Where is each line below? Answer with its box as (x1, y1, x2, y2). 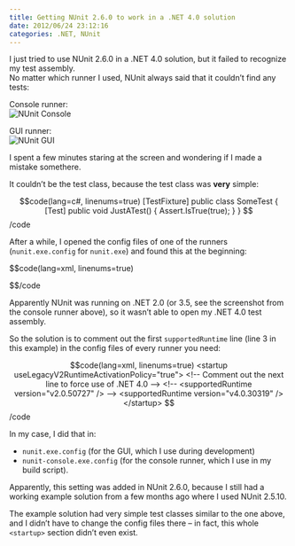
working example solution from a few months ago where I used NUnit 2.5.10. (9, 491, 287, 502)
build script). (21, 464, 69, 475)
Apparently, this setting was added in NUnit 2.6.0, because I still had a (9, 482, 265, 493)
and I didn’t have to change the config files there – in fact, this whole (9, 518, 260, 528)
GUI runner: (9, 126, 52, 136)
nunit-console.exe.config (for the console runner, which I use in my (21, 456, 272, 466)
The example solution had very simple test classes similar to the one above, (9, 509, 285, 519)
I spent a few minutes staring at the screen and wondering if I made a (9, 152, 263, 163)
